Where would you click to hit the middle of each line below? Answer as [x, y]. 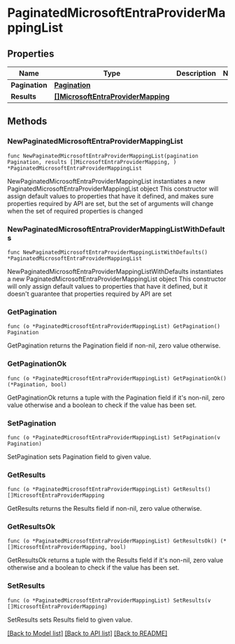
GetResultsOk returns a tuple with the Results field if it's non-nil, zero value [115, 560]
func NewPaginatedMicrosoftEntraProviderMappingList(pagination [103, 156]
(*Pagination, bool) [37, 384]
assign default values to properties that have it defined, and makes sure [111, 196]
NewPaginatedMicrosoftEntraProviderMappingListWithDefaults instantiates [115, 271]
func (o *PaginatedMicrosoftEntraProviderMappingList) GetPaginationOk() [117, 378]
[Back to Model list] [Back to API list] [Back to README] [87, 633]
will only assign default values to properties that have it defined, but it [107, 286]
